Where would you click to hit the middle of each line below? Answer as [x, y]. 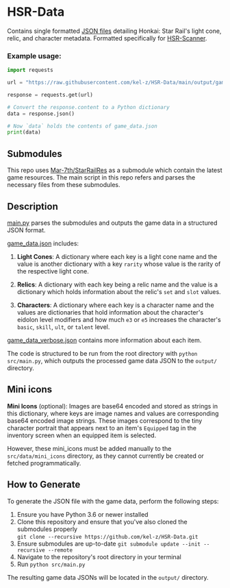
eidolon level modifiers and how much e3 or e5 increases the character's [119, 319]
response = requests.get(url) [50, 95]
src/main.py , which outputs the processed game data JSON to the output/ [112, 360]
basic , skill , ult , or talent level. [63, 327]
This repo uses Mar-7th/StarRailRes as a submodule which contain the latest [115, 170]
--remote [60, 550]
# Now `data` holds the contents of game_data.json [82, 126]
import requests [30, 70]
